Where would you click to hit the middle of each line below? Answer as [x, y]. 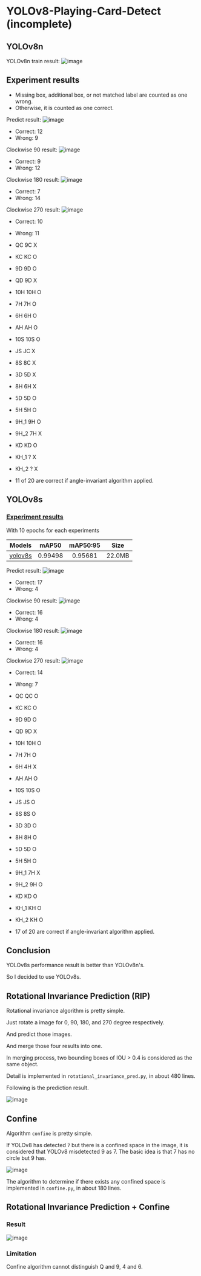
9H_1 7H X [28, 872]
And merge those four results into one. [54, 1046]
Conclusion [28, 950]
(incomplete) [39, 24]
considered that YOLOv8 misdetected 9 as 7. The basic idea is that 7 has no [100, 1151]
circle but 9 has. [26, 1158]
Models [21, 545]
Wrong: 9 [27, 137]
